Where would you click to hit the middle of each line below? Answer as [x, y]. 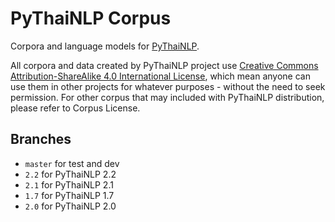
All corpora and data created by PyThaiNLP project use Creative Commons [164, 65]
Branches [41, 139]
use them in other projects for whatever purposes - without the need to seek [168, 86]
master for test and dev [72, 163]
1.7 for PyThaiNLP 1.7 [69, 195]
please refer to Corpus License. [75, 108]
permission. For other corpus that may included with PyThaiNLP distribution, [167, 97]
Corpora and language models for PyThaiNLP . [105, 46]
